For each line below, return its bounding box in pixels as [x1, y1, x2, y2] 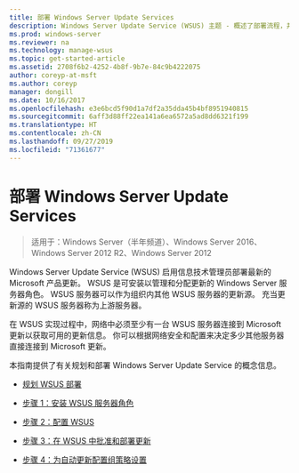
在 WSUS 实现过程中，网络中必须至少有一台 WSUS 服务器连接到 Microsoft [9, 318, 282, 329]
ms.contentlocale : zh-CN [9, 129, 101, 138]
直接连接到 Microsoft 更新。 [9, 341, 111, 351]
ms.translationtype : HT [9, 121, 98, 130]
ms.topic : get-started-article [9, 54, 125, 63]
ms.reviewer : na [9, 37, 69, 47]
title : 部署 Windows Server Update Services [9, 12, 174, 22]
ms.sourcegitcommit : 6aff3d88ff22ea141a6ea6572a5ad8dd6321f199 [9, 112, 249, 121]
